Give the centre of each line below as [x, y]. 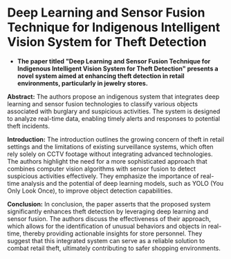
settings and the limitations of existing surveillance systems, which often [110, 146]
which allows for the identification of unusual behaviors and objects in [107, 226]
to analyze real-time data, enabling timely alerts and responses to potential [113, 118]
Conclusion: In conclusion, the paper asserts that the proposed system [109, 204]
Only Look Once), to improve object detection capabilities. [90, 191]
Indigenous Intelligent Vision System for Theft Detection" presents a [118, 68]
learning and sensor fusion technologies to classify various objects [103, 104]
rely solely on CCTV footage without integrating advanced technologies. [110, 154]
